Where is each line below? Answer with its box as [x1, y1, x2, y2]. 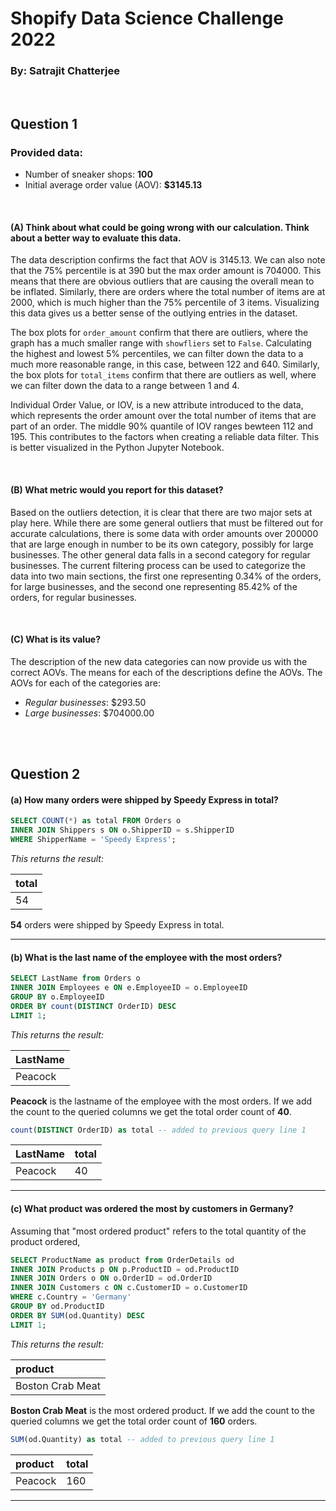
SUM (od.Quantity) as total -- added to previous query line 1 [10, 1434, 275, 1444]
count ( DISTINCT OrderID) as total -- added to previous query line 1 [10, 1125, 307, 1135]
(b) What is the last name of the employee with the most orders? [10, 951, 283, 963]
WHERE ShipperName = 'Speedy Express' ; [10, 835, 177, 845]
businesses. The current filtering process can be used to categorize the [10, 559, 306, 571]
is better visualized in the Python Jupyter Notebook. [10, 442, 225, 454]
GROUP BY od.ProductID [10, 1302, 105, 1312]
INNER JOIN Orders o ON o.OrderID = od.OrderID [10, 1273, 213, 1284]
